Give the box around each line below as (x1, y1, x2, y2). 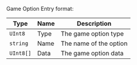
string (9, 40, 29, 47)
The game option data (60, 49, 124, 57)
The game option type (60, 29, 124, 38)
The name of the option (60, 39, 128, 48)
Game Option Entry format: (6, 5, 74, 12)
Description (77, 19, 111, 28)
